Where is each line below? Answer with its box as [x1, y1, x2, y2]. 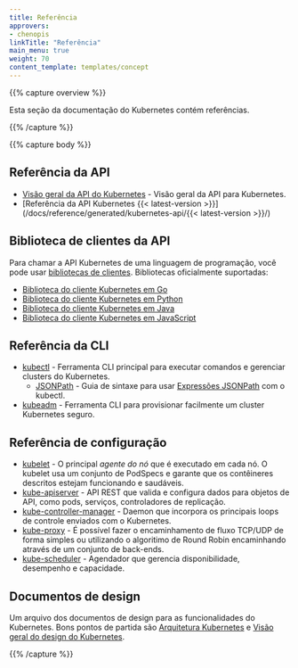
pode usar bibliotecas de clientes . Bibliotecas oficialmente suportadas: [9, 267, 269, 277]
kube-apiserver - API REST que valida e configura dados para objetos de [21, 487, 290, 498]
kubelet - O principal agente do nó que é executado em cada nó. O [21, 458, 269, 469]
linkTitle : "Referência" [9, 37, 101, 47]
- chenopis [9, 29, 50, 38]
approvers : [9, 21, 50, 30]
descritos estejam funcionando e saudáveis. [21, 478, 184, 489]
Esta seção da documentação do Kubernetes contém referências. [9, 104, 250, 115]
